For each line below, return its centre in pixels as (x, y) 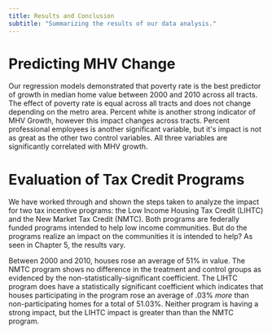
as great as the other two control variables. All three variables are (118, 138)
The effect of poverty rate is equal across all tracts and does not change (129, 103)
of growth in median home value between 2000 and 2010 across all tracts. (133, 95)
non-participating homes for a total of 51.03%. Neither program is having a (134, 304)
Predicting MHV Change (92, 64)
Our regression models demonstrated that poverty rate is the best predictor (135, 86)
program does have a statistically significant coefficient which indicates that (136, 287)
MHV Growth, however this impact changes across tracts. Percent (119, 121)
